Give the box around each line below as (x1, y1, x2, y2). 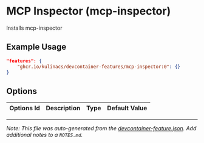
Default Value (107, 104, 148, 113)
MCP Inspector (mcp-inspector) (6, 4, 171, 18)
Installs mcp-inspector (6, 24, 63, 32)
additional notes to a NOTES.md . (6, 131, 83, 139)
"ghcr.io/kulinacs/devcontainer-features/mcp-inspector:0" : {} (17, 64, 181, 70)
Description (46, 104, 81, 113)
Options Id (9, 104, 41, 113)
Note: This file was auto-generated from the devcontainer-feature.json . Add (6, 125, 197, 132)
